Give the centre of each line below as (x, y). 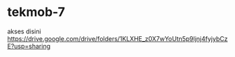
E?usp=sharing (29, 46)
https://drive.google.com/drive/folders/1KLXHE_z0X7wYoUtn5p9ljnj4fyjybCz (117, 38)
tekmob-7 (36, 12)
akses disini (24, 31)
